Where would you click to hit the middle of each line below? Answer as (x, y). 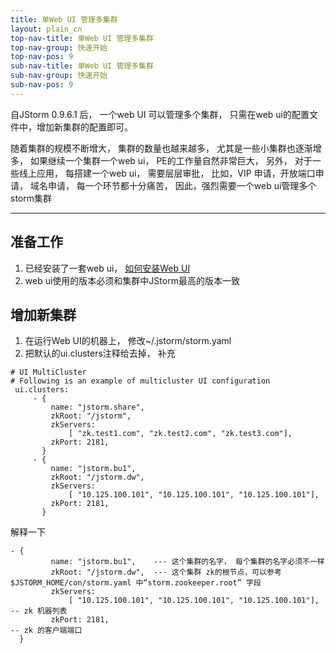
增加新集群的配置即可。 (84, 127)
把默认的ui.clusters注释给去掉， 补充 (100, 353)
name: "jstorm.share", (97, 407)
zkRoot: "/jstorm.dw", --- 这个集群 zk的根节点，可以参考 (166, 572)
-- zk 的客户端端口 (46, 631)
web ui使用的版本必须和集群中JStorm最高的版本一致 (132, 280)
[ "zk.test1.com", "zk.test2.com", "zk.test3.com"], (180, 434)
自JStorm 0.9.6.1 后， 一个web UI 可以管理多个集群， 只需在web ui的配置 (160, 114)
